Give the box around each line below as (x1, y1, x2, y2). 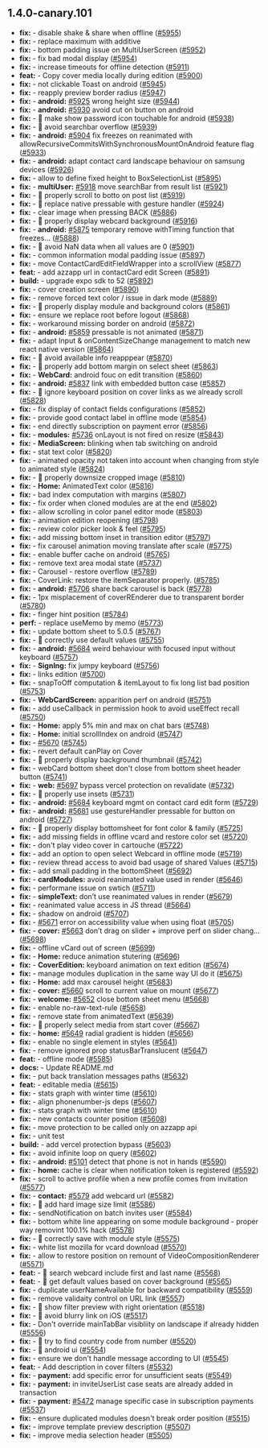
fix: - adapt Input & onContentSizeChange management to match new (18, 336, 250, 345)
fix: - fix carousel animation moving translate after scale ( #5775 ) (18, 541, 233, 551)
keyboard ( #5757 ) (18, 652, 79, 662)
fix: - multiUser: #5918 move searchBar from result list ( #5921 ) (18, 181, 229, 192)
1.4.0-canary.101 (7, 6, 93, 20)
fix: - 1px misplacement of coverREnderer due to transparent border (18, 592, 245, 602)
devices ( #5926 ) (18, 164, 75, 174)
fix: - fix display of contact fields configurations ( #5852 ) (18, 404, 206, 414)
